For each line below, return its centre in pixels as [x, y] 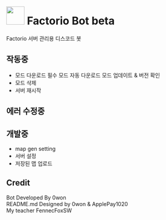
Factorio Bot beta [71, 21]
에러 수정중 [26, 111]
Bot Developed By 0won [36, 198]
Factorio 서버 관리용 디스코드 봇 [44, 38]
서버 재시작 [28, 90]
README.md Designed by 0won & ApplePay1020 [67, 204]
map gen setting [35, 148]
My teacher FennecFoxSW [39, 210]
